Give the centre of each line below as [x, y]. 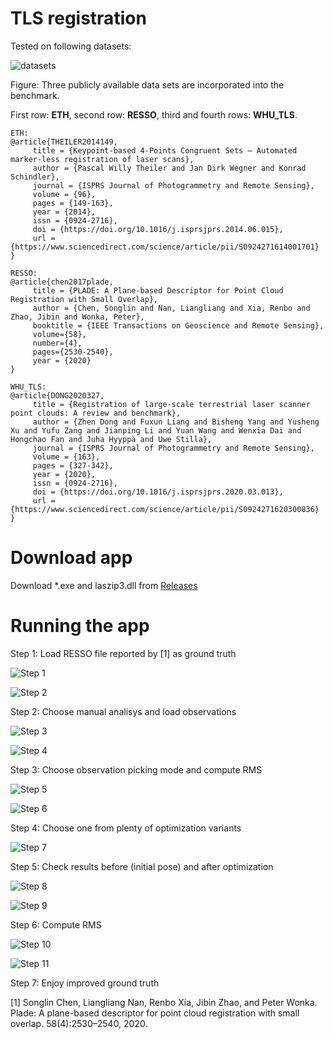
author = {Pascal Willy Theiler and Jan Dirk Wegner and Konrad [169, 168]
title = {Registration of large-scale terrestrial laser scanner [171, 404]
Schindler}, [35, 177]
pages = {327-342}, [73, 465]
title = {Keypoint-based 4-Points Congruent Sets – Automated [165, 150]
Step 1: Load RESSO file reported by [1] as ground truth [123, 653]
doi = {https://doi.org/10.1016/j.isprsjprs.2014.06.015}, [158, 229]
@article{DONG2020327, [57, 395]
